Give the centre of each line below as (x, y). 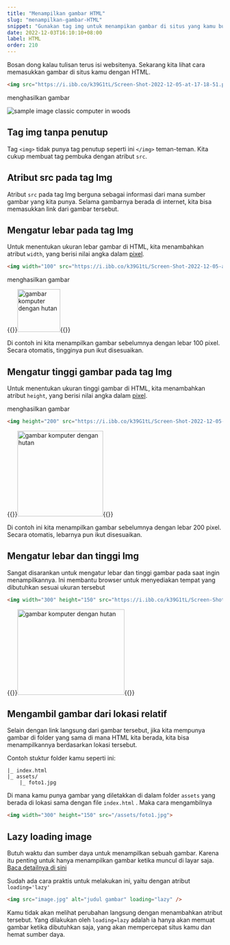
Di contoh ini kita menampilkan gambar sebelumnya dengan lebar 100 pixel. (114, 343)
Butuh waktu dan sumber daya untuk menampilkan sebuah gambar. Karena (113, 853)
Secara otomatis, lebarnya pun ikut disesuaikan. (75, 534)
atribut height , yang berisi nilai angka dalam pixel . (77, 395)
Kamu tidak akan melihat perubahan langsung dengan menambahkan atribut (115, 912)
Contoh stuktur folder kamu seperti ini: (62, 758)
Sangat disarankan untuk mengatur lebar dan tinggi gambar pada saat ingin (114, 572)
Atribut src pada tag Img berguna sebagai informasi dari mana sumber (106, 194)
